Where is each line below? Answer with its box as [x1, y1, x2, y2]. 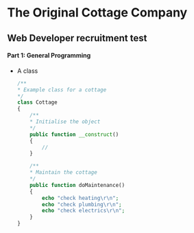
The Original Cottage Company [7, 5, 188, 21]
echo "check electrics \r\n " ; [42, 208, 125, 214]
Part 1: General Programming [7, 52, 91, 60]
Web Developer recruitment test [7, 32, 147, 44]
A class [16, 67, 38, 75]
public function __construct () [29, 131, 119, 138]
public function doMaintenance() [29, 181, 125, 188]
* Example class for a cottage [16, 86, 107, 93]
